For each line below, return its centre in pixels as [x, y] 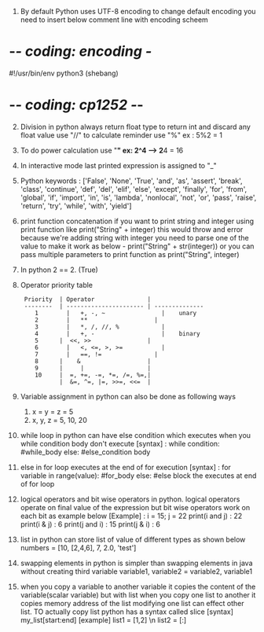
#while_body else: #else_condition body [85, 452]
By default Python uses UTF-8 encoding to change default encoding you [138, 11]
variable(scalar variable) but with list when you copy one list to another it [138, 595]
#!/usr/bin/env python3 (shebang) [64, 73]
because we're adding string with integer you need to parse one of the [135, 237]
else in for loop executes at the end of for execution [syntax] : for [125, 467]
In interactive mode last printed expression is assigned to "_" [118, 165]
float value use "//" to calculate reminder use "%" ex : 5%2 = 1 [121, 135]
